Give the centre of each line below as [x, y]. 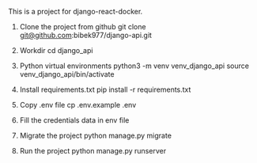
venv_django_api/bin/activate [67, 74]
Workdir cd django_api [56, 50]
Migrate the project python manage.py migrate [96, 135]
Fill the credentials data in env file [74, 120]
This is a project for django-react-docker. [76, 11]
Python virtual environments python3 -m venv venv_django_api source [134, 66]
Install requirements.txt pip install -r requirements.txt [105, 89]
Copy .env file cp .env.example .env [78, 105]
